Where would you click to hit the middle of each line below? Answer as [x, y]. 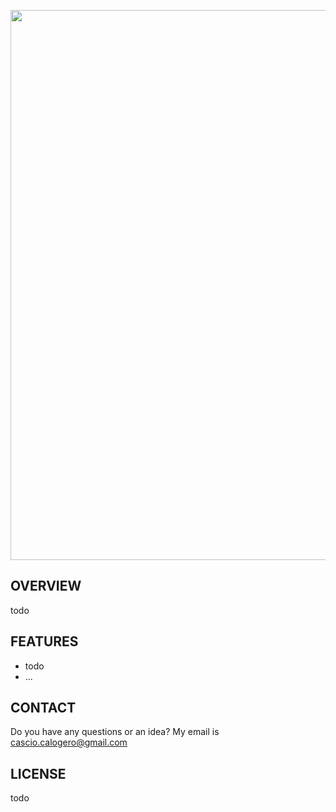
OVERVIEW [46, 586]
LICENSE [38, 773]
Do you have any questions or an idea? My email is [115, 732]
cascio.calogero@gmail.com [69, 742]
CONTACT [43, 708]
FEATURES [44, 641]
